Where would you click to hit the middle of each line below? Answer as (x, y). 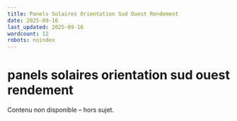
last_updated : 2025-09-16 (45, 27)
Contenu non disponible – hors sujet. (61, 110)
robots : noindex (31, 40)
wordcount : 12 (28, 34)
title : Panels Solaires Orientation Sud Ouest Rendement (93, 14)
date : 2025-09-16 (33, 21)
